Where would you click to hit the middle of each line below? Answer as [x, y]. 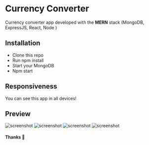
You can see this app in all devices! [41, 98]
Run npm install [28, 60]
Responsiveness [31, 86]
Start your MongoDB [33, 65]
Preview [18, 114]
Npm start [22, 71]
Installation [23, 43]
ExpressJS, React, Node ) [31, 27]
